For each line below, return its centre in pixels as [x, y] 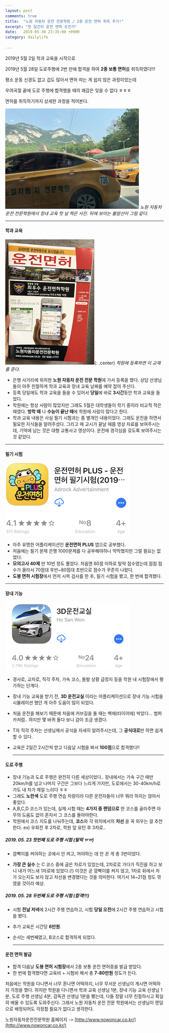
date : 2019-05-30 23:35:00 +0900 [43, 32]
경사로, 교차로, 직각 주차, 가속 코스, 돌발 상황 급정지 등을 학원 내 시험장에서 [85, 679]
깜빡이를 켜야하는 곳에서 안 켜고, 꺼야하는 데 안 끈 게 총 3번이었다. [77, 853]
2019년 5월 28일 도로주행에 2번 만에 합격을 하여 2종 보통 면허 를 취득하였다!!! [80, 69]
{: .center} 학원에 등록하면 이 [123, 363]
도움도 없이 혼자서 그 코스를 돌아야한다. [60, 814]
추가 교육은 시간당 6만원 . [37, 927]
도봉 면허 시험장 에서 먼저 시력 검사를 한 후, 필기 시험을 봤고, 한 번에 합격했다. [87, 576]
